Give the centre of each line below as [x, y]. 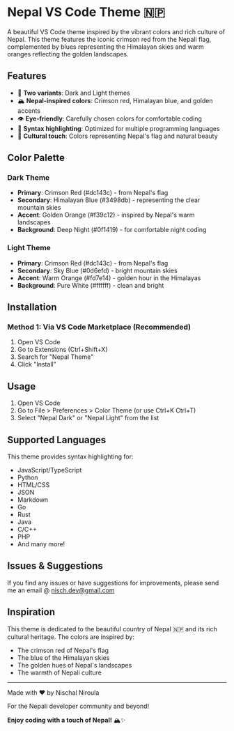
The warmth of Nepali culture [60, 672]
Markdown [33, 500]
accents [29, 110]
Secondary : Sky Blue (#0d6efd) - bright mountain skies [97, 270]
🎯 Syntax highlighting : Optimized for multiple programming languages [119, 128]
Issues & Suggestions [55, 566]
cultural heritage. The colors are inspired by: [71, 637]
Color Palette [36, 158]
